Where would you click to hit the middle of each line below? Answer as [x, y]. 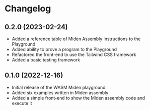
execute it [22, 103]
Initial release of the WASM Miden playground [59, 87]
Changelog [28, 9]
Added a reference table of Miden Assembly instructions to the [76, 39]
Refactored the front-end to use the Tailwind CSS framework [74, 55]
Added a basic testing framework [46, 60]
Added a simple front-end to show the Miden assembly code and [78, 98]
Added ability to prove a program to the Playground [64, 49]
